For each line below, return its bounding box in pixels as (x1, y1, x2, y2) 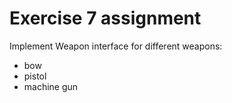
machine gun (23, 80, 79, 92)
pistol (23, 70, 47, 82)
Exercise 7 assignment (9, 7, 202, 30)
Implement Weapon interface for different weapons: (9, 40, 223, 52)
